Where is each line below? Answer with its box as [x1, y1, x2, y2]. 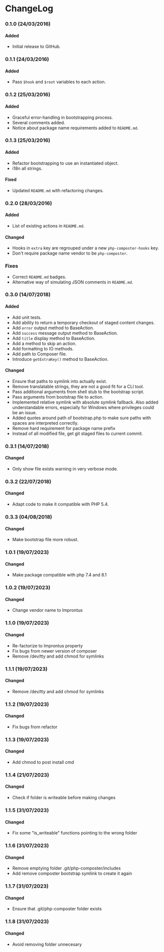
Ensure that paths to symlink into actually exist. [12, 378, 107, 384]
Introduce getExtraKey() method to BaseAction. [12, 356, 109, 362]
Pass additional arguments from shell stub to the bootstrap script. [12, 389, 144, 395]
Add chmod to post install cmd [12, 759, 74, 765]
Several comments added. [12, 119, 65, 125]
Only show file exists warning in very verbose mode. [12, 465, 118, 472]
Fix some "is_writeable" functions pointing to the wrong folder [12, 830, 138, 836]
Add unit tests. [12, 314, 42, 320]
